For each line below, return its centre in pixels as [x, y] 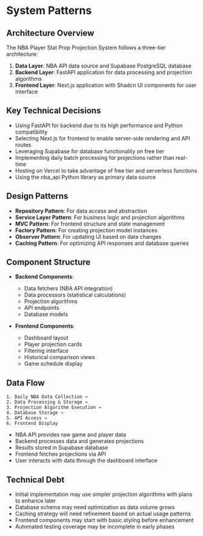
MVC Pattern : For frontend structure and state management [90, 224]
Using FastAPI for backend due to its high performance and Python [99, 125]
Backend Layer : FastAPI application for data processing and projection [104, 72]
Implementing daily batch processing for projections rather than [95, 157]
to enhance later [35, 501]
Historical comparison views [59, 357]
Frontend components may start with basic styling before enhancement [104, 520]
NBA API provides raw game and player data [70, 435]
